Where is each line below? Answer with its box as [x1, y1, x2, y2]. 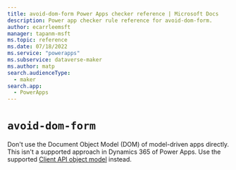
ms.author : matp [7, 63, 55, 70]
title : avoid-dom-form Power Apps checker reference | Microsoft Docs [7, 10, 219, 18]
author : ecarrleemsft [7, 23, 71, 30]
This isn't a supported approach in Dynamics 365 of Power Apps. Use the [7, 147, 221, 156]
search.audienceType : [7, 69, 71, 76]
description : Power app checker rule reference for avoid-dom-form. [7, 17, 213, 24]
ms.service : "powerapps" [7, 50, 80, 57]
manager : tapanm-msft [7, 30, 71, 37]
